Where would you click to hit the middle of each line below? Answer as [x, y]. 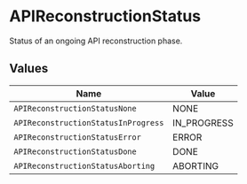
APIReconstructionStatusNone [75, 108]
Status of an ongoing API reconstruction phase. [96, 41]
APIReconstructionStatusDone [75, 151]
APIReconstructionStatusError [78, 137]
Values [29, 69]
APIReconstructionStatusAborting [84, 166]
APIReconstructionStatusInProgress [89, 123]
